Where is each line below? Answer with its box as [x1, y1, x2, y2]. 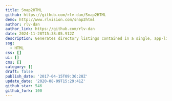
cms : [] [5, 60, 22, 65]
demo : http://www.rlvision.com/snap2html [5, 17, 95, 22]
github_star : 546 [5, 83, 42, 88]
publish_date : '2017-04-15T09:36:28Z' [5, 74, 88, 79]
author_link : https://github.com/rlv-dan [5, 27, 95, 32]
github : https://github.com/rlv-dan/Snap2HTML [5, 12, 106, 17]
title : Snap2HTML [5, 7, 42, 13]
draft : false [5, 69, 33, 74]
